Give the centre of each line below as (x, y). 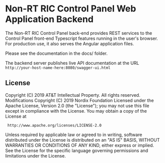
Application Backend (49, 19)
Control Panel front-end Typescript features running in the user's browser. (82, 38)
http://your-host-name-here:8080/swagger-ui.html (58, 68)
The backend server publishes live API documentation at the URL (72, 63)
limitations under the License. (35, 156)
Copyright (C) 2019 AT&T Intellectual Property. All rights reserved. (73, 95)
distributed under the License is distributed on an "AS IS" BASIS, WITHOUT (82, 140)
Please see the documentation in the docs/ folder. (56, 53)
